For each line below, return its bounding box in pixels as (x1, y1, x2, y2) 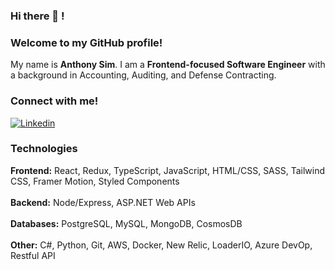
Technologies (10, 142, 78, 156)
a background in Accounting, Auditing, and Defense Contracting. (10, 69, 277, 81)
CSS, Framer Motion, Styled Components (10, 175, 180, 187)
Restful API (10, 249, 56, 261)
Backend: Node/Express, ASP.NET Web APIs (10, 196, 196, 208)
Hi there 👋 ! (10, 9, 65, 23)
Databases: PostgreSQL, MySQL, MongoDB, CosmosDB (10, 217, 243, 229)
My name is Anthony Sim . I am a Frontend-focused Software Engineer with (10, 59, 326, 71)
